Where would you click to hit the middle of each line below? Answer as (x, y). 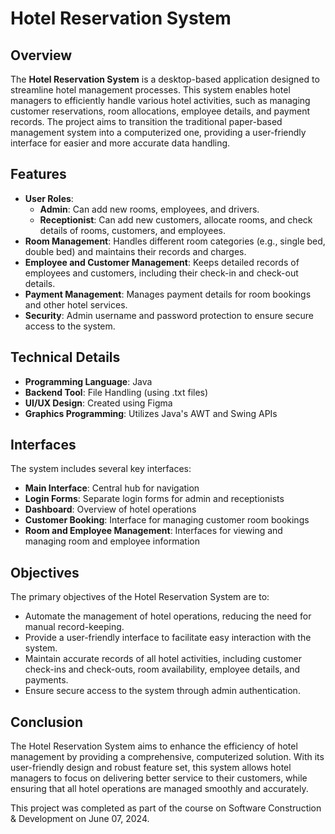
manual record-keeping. (74, 627)
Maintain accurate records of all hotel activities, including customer (163, 659)
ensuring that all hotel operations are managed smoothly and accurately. (159, 789)
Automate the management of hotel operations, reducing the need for (168, 616)
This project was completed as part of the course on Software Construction (166, 808)
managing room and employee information (112, 541)
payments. (46, 680)
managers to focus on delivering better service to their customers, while (159, 778)
